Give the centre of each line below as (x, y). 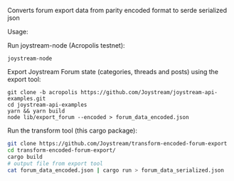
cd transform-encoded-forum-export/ (62, 150)
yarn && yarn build (36, 111)
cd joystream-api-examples (47, 105)
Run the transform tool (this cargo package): (72, 130)
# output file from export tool (55, 163)
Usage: (18, 32)
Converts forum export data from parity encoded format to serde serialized (117, 10)
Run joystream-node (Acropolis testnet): (67, 45)
